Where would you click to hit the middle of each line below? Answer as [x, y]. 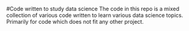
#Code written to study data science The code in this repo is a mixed [93, 9]
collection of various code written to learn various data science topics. [95, 15]
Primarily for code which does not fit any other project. [75, 22]
